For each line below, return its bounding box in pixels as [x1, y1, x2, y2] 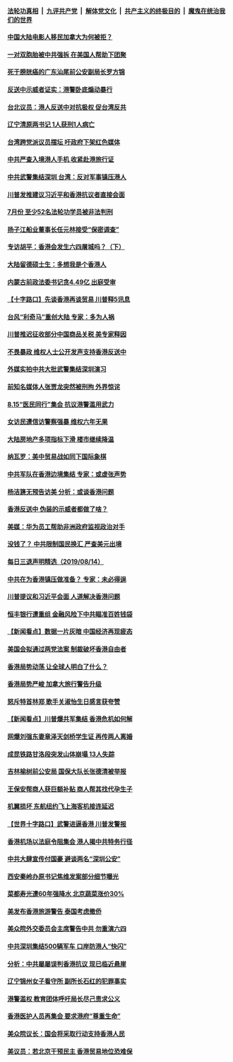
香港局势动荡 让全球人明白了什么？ [7, 662, 108, 671]
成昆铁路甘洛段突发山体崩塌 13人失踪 [7, 750, 115, 758]
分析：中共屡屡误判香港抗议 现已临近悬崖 [7, 960, 127, 968]
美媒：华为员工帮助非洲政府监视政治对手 [7, 522, 125, 531]
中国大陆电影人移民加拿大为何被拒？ [7, 33, 113, 42]
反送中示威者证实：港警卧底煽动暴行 [7, 85, 113, 93]
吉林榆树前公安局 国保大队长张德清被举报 [7, 767, 127, 776]
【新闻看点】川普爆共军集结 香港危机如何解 [7, 714, 133, 724]
